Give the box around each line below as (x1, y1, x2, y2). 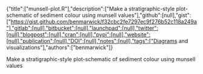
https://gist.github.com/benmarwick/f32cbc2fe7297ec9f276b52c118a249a (10, 18, 197, 25)
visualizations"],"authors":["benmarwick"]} (6, 44, 113, 51)
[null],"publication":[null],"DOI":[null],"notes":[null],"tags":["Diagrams (6, 38, 178, 44)
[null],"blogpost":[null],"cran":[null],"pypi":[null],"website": (6, 31, 151, 38)
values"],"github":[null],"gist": (118, 12, 191, 19)
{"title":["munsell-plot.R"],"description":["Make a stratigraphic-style (6, 5, 175, 12)
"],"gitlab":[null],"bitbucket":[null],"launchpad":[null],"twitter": (6, 24, 159, 32)
